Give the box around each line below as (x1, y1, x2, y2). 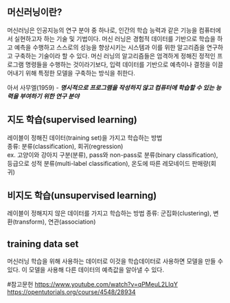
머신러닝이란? (7, 6, 62, 19)
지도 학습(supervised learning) (7, 114, 137, 125)
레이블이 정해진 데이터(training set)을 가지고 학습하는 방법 (7, 133, 163, 142)
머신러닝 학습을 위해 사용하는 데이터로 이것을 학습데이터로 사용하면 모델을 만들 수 (7, 257, 224, 265)
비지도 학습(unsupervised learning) (7, 190, 157, 202)
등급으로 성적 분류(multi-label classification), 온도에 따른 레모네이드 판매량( (7, 159, 211, 167)
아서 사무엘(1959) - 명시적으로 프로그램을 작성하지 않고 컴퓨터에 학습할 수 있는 (7, 83, 215, 91)
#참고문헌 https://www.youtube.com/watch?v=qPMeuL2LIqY (7, 280, 179, 289)
